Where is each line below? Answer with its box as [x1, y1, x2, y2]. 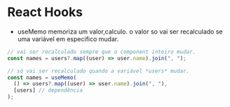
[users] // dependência [13, 87, 83, 94]
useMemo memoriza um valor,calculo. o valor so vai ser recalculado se [17, 27, 223, 36]
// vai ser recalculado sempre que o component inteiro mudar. [7, 48, 196, 55]
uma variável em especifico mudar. [17, 34, 119, 43]
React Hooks [7, 4, 83, 20]
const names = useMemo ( [7, 74, 77, 81]
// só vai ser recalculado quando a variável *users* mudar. [7, 67, 190, 74]
